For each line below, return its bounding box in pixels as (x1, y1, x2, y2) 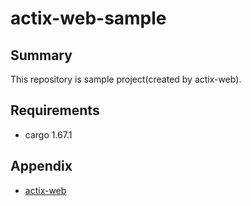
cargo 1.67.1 (24, 128, 73, 141)
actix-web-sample (10, 7, 167, 30)
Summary (10, 47, 73, 64)
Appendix (10, 158, 73, 175)
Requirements (10, 102, 100, 119)
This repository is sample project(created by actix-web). (10, 73, 242, 85)
